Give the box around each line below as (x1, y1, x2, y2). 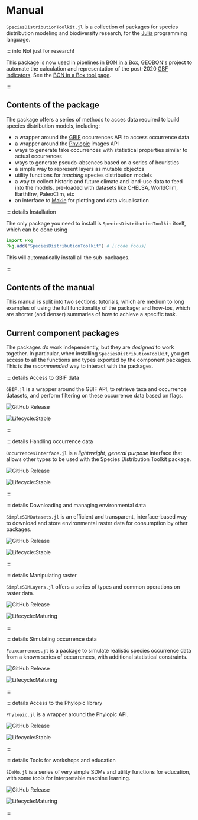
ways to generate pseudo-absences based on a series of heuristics (14, 158, 179, 166)
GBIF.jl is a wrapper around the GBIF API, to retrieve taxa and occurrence (6, 386, 187, 393)
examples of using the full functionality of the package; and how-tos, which (6, 304, 190, 312)
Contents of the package (6, 100, 99, 110)
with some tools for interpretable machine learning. (6, 775, 131, 782)
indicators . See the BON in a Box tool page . (6, 71, 111, 78)
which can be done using (6, 226, 68, 233)
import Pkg (6, 237, 33, 243)
